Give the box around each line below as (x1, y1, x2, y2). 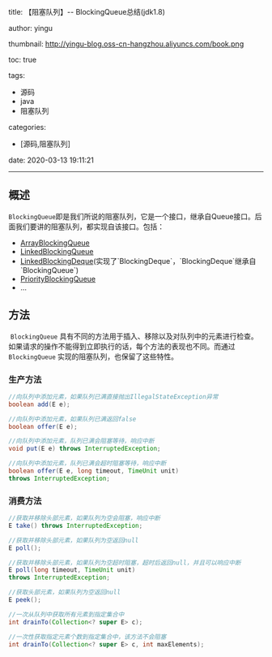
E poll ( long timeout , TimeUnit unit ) (8, 566, 136, 574)
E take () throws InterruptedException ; (8, 521, 143, 529)
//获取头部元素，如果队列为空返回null (8, 588, 121, 597)
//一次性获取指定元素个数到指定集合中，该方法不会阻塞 (8, 633, 167, 641)
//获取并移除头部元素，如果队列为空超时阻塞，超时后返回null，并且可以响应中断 (8, 559, 241, 567)
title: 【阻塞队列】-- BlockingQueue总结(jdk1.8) (8, 7, 166, 16)
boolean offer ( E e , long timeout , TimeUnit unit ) (8, 467, 180, 475)
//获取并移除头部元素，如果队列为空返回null (8, 536, 139, 544)
